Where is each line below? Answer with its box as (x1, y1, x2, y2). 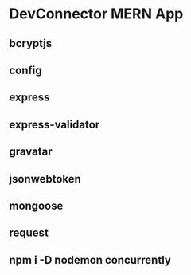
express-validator (9, 117, 100, 132)
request (9, 226, 49, 240)
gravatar (9, 145, 53, 159)
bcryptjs (9, 37, 53, 50)
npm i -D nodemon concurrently (9, 253, 172, 267)
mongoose (9, 198, 64, 212)
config (9, 63, 42, 77)
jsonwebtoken (9, 172, 82, 186)
